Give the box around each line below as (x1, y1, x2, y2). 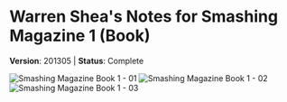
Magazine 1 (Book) (9, 25, 151, 46)
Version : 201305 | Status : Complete (9, 55, 144, 66)
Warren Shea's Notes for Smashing (9, 6, 278, 27)
